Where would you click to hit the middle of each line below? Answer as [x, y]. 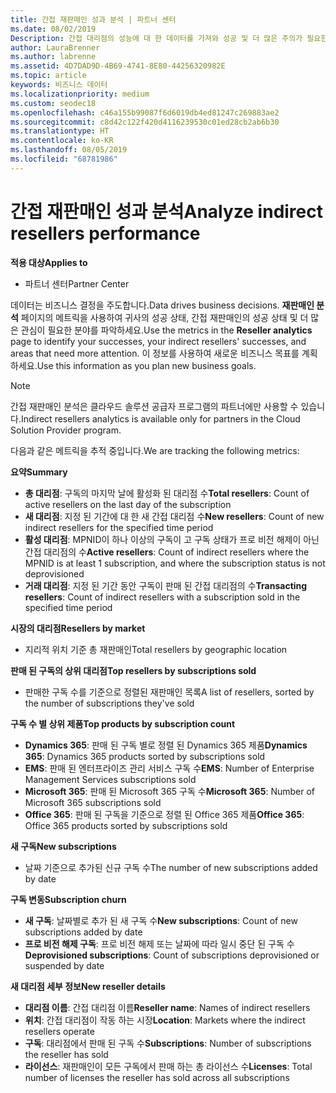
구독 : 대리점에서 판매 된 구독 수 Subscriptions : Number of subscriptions [168, 1043]
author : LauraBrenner [55, 47]
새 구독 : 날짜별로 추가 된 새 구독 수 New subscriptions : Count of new [161, 920]
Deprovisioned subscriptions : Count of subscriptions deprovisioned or [172, 955]
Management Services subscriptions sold [110, 779]
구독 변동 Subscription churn [68, 899]
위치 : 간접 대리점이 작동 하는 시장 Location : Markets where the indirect [165, 1020]
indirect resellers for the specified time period [119, 527]
